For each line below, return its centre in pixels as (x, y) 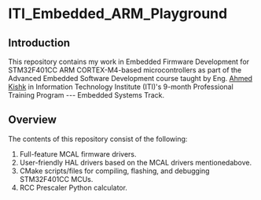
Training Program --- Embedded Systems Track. (86, 95)
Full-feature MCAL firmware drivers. (78, 154)
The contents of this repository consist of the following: (98, 139)
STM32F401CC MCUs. (56, 179)
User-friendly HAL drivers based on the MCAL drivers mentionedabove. (136, 162)
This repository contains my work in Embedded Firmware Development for (129, 61)
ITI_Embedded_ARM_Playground (118, 14)
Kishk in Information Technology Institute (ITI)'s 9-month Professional (121, 87)
